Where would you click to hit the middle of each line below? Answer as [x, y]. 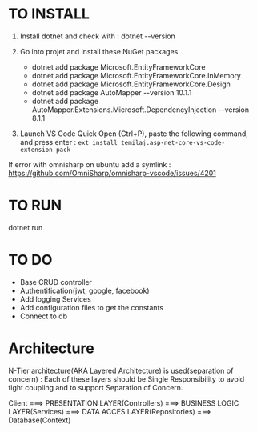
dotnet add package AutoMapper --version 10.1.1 [112, 92]
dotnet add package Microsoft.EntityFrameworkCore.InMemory [137, 75]
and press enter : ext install [68, 142]
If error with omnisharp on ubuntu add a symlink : [90, 164]
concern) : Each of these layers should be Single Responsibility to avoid [126, 379]
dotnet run [26, 227]
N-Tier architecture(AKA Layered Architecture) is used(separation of [121, 370]
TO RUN [35, 206]
